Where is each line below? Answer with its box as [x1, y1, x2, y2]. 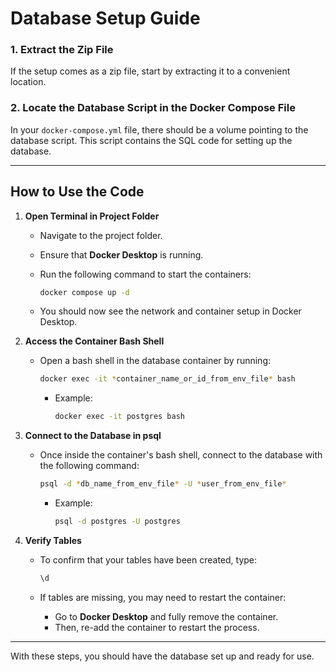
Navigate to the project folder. [39, 229, 163, 241]
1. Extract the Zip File [10, 43, 114, 57]
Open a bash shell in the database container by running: [39, 355, 272, 367]
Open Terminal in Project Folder [24, 210, 160, 222]
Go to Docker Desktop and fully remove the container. [54, 610, 279, 622]
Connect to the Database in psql [24, 430, 162, 442]
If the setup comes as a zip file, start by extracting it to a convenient [10, 65, 291, 77]
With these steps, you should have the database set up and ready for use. [10, 650, 315, 662]
